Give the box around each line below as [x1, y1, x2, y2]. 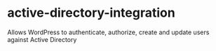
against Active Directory [7, 35, 77, 43]
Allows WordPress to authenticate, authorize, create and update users [7, 28, 210, 36]
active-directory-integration [7, 5, 175, 21]
